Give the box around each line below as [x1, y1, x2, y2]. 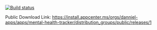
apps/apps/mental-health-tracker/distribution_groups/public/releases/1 [5, 20, 151, 25]
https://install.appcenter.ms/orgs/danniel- [52, 14, 138, 20]
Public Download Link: [5, 14, 51, 20]
